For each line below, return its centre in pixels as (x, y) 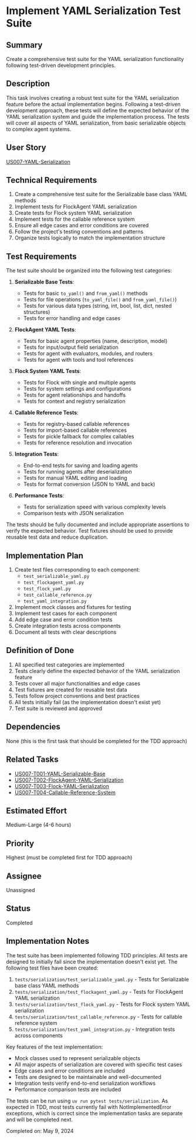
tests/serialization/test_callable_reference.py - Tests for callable (98, 1017)
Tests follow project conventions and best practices (77, 696)
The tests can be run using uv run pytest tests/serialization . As (87, 1101)
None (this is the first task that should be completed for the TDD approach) (97, 741)
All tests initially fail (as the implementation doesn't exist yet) (88, 702)
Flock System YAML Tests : (48, 371)
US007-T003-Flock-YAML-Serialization (62, 786)
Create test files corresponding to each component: (77, 570)
